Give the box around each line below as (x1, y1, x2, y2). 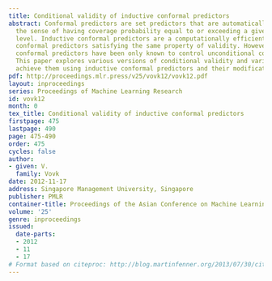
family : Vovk (15, 170, 60, 178)
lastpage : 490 (8, 125, 57, 133)
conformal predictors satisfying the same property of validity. (15, 42, 241, 50)
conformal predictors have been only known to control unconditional (15, 49, 255, 57)
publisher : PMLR (8, 192, 63, 201)
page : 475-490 (8, 132, 57, 140)
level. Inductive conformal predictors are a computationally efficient (15, 34, 266, 43)
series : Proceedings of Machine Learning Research (8, 87, 183, 96)
